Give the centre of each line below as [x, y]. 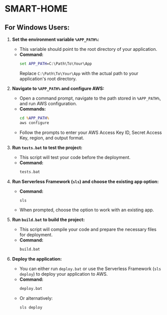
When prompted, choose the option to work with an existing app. [87, 210]
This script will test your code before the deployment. [75, 157]
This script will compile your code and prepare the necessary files [88, 229]
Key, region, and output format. [52, 138]
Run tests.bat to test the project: [47, 147]
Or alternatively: [36, 298]
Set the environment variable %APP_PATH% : [55, 39]
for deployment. [36, 235]
